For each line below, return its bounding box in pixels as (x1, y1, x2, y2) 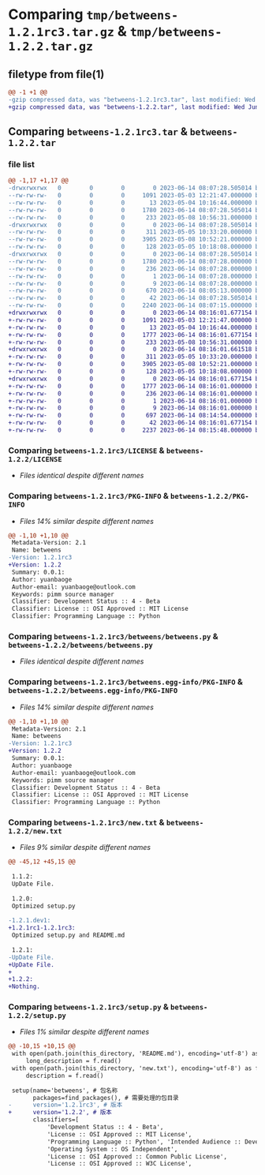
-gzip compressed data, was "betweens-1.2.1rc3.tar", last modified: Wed (8, 95, 256, 103)
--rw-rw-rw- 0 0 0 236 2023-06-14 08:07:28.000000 (8, 264, 252, 273)
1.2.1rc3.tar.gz (8, 25, 114, 40)
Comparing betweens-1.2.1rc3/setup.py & (8, 1001, 170, 1012)
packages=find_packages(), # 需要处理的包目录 (32, 1094, 179, 1102)
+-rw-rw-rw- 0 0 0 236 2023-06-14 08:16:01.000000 (8, 389, 252, 398)
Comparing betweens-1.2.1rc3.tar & (8, 125, 188, 139)
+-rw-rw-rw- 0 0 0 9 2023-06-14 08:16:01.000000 (8, 404, 252, 412)
